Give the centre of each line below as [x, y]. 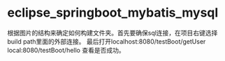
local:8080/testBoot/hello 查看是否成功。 [66, 50]
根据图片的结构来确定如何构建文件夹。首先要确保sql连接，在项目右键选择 [112, 33]
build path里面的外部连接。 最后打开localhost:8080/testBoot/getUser [107, 41]
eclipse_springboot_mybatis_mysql [113, 13]
